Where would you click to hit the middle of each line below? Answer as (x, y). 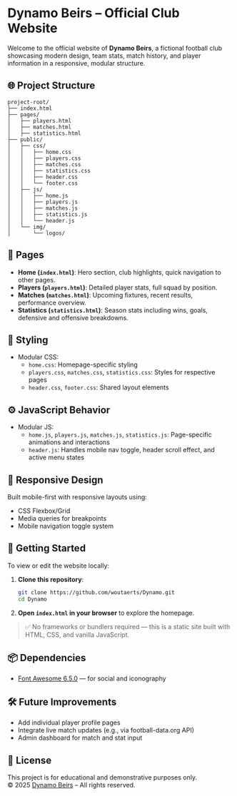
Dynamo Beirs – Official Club (94, 13)
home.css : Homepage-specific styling (83, 364)
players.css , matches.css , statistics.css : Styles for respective (122, 372)
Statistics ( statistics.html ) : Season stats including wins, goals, (113, 310)
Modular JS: (36, 427)
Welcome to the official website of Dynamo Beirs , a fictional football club (115, 48)
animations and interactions (69, 442)
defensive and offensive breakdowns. (73, 317)
